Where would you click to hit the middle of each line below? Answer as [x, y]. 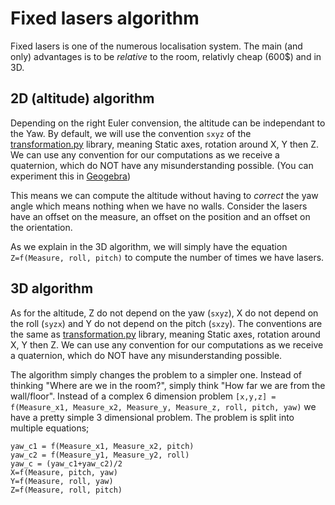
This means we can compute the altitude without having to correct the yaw [164, 195]
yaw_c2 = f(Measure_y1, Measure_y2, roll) [100, 455]
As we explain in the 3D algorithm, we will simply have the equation [149, 246]
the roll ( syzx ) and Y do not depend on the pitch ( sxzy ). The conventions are [166, 323]
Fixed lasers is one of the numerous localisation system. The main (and [156, 46]
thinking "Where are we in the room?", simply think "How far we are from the [168, 385]
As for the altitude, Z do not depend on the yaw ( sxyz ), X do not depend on [164, 313]
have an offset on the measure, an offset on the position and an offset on [160, 216]
